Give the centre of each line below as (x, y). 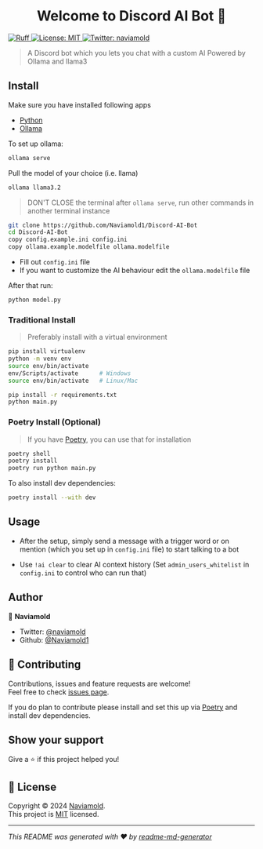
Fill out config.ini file (55, 262)
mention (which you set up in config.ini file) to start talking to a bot (129, 549)
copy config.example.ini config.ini (68, 240)
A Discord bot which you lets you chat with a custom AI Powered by (137, 53)
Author (25, 598)
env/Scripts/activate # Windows (70, 373)
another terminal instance (68, 210)
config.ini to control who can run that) (83, 573)
